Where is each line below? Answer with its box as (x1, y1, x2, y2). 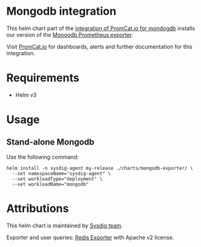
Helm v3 (15, 91, 37, 99)
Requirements (6, 71, 80, 85)
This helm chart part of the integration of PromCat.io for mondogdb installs (6, 25, 195, 32)
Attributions (6, 202, 69, 216)
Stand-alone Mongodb (6, 137, 95, 148)
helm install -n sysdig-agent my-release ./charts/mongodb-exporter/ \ (6, 165, 193, 171)
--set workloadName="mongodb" (12, 181, 89, 188)
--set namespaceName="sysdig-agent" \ (12, 170, 112, 177)
